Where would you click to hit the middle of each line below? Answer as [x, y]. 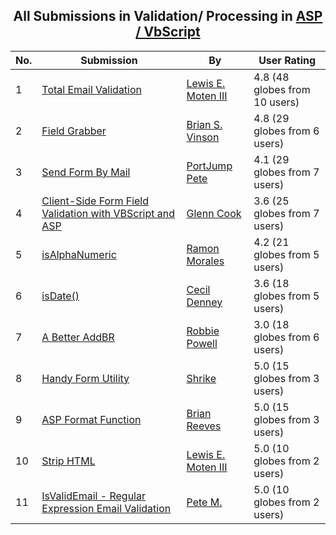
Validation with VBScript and [108, 213]
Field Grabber [74, 131]
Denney [204, 302]
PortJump [209, 166]
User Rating [287, 60]
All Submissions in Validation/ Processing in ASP [168, 16]
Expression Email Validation [106, 508]
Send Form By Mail [86, 172]
